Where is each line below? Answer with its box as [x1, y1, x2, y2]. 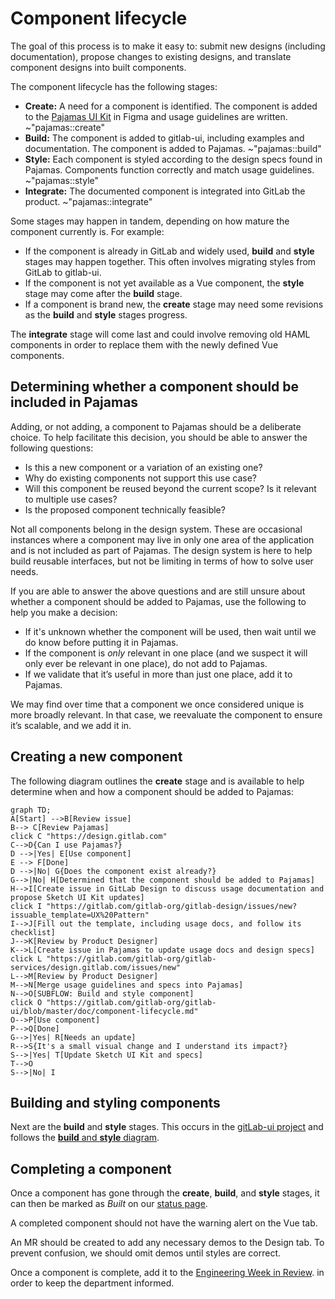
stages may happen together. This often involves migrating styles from [24, 255, 317, 267]
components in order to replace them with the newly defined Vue [10, 338, 279, 351]
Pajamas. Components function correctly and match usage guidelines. [24, 163, 315, 176]
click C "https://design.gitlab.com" [10, 831, 168, 841]
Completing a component [10, 1160, 172, 1177]
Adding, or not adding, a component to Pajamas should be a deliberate [10, 420, 302, 432]
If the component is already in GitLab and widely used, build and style [24, 245, 315, 257]
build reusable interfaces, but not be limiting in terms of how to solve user [10, 555, 314, 567]
